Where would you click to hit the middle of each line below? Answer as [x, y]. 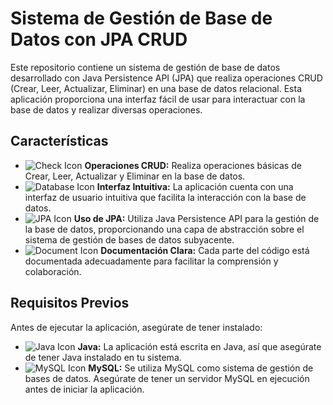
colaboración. [53, 271]
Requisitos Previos [70, 303]
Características [59, 141]
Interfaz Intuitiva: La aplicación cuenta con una [195, 186]
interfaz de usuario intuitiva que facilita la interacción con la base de [165, 197]
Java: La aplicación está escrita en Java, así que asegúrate [199, 346]
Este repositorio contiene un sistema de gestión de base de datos [145, 67]
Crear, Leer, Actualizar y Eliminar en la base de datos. [135, 176]
